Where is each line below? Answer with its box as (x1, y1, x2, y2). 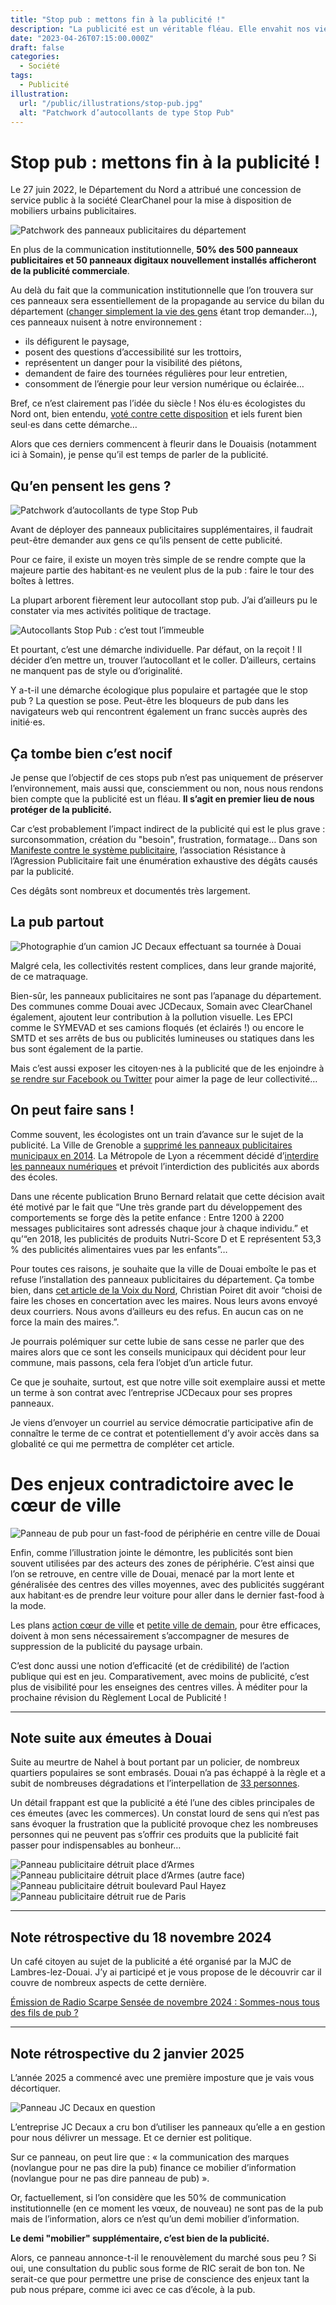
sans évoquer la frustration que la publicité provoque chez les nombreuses (10, 1818, 319, 1830)
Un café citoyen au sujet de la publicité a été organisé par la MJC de (10, 1956, 292, 1968)
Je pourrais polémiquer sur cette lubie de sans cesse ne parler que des (10, 1335, 305, 1347)
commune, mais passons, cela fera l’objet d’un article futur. (10, 1356, 254, 1368)
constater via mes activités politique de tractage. (10, 605, 212, 617)
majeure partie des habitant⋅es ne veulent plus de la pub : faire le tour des (10, 564, 315, 576)
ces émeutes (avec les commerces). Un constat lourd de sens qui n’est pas (10, 1807, 320, 1820)
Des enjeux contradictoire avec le (10, 1472, 295, 1495)
